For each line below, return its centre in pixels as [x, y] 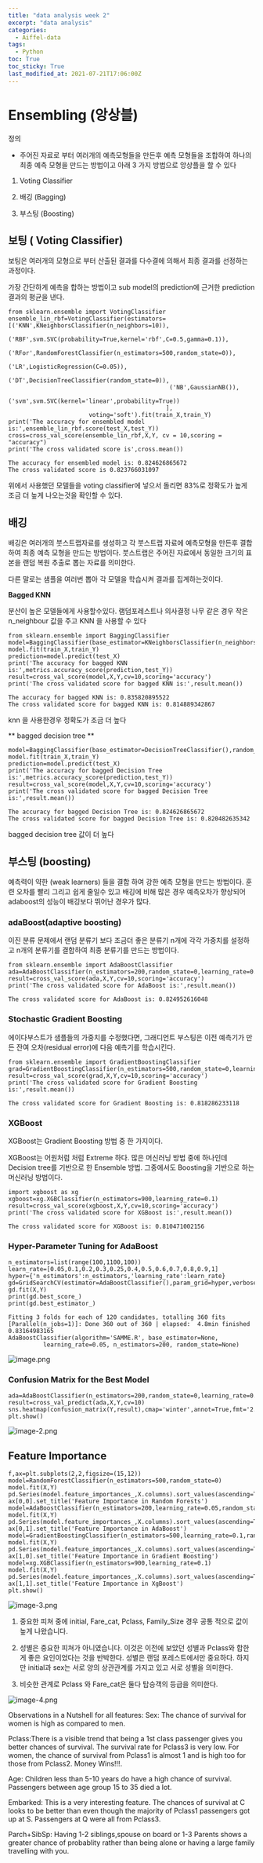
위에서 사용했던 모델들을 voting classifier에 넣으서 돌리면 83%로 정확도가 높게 [128, 486]
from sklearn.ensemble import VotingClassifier [87, 312]
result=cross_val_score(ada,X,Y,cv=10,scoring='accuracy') [106, 979]
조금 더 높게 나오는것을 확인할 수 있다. [65, 495]
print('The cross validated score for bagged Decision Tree [108, 791]
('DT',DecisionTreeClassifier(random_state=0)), [89, 381]
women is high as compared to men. [67, 1723]
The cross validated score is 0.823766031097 [83, 470]
